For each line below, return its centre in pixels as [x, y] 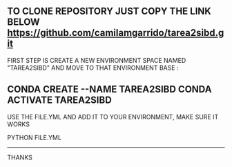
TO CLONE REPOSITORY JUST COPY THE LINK [109, 11]
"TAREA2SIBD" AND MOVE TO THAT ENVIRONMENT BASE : [93, 68]
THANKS [20, 157]
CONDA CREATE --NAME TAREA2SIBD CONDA [109, 89]
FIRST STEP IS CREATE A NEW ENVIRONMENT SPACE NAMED [97, 60]
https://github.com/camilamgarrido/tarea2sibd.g [116, 33]
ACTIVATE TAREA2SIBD [59, 100]
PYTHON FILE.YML [35, 137]
